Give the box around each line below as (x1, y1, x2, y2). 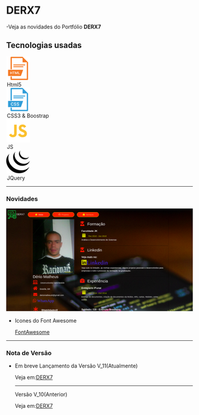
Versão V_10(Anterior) (14, 391, 68, 398)
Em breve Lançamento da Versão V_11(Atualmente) (14, 362, 138, 369)
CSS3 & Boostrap (7, 112, 49, 119)
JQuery (7, 174, 25, 181)
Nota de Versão (6, 349, 52, 357)
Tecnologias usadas (6, 40, 82, 50)
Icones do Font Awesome (14, 317, 77, 324)
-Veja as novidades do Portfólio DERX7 (6, 23, 101, 30)
